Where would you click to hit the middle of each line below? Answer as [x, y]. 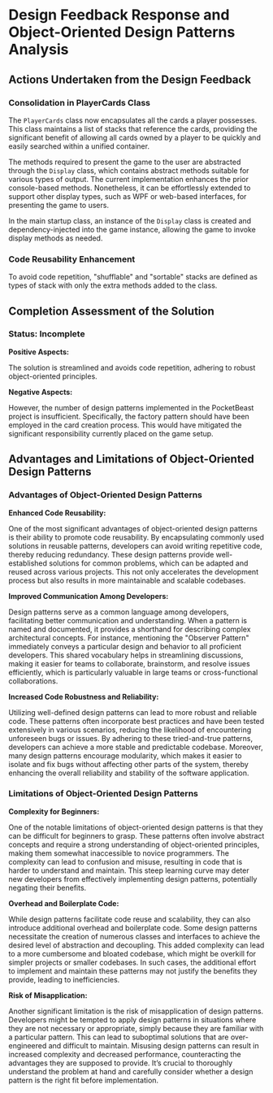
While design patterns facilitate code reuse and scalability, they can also [130, 919]
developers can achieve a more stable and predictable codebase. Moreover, [136, 747]
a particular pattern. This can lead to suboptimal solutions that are [119, 1037]
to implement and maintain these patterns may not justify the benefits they [133, 971]
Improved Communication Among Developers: [89, 596]
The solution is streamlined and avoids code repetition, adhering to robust [132, 367]
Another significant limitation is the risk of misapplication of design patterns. [136, 1011]
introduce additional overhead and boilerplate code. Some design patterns [133, 927]
